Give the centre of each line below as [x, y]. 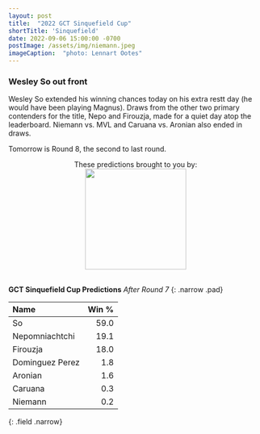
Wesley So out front [48, 81]
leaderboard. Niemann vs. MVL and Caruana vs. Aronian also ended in [125, 125]
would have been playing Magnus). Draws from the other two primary [124, 108]
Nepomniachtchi [44, 336]
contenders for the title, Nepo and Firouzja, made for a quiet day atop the [130, 116]
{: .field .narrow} [36, 422]
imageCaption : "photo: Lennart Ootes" [75, 53]
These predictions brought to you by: [136, 165]
